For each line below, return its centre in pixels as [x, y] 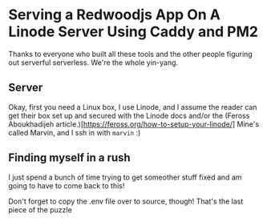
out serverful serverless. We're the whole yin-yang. [93, 63]
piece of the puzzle [40, 209]
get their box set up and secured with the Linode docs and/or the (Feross [129, 115]
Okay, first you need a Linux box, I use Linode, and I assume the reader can [133, 107]
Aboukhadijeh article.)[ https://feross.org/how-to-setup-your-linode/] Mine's [133, 124]
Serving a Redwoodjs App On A [114, 15]
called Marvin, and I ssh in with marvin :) [75, 132]
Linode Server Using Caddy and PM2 [133, 32]
